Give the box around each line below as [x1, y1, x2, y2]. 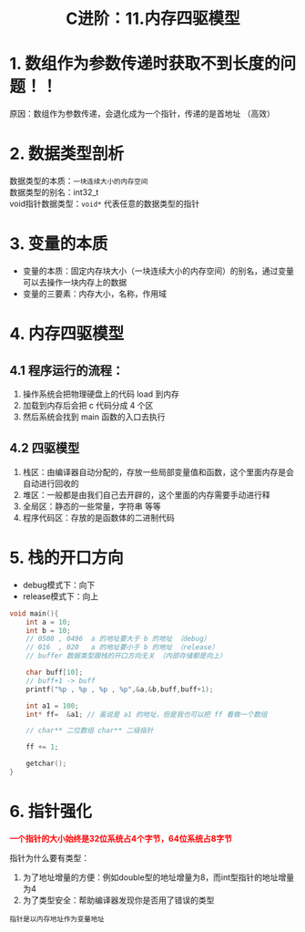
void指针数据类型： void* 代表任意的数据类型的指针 [9, 198, 200, 210]
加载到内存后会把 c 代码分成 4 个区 [22, 400, 154, 410]
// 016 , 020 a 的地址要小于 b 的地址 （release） [25, 643, 219, 652]
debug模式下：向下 [22, 579, 96, 590]
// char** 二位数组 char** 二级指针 [25, 726, 154, 735]
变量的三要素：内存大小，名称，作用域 [22, 288, 167, 299]
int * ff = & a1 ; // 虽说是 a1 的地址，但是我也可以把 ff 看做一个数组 [25, 709, 268, 719]
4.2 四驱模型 [9, 440, 80, 456]
